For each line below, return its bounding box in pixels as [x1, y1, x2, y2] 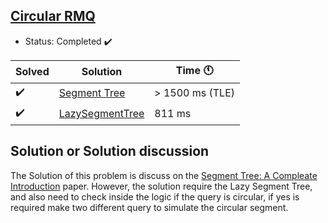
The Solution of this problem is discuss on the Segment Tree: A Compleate [10, 169, 318, 181]
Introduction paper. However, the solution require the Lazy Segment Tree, [10, 180, 313, 192]
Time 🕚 [175, 63, 214, 77]
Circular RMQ [10, 8, 96, 25]
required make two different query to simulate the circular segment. [10, 201, 289, 213]
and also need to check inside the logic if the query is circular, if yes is [10, 190, 300, 203]
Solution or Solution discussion [10, 143, 210, 160]
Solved [15, 65, 50, 79]
